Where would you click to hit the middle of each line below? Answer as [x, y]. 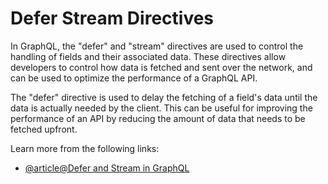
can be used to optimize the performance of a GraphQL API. [134, 78]
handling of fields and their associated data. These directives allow [148, 56]
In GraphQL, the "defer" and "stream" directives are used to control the [157, 46]
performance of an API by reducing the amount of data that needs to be [158, 118]
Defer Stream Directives [112, 18]
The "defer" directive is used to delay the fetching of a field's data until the [164, 97]
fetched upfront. [44, 129]
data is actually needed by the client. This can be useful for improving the [161, 108]
